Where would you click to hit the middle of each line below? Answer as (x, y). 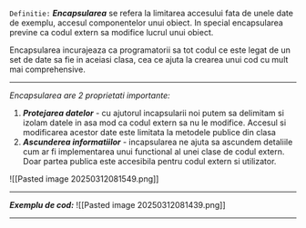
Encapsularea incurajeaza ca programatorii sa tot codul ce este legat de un (150, 50)
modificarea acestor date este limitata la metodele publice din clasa (149, 132)
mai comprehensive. (48, 69)
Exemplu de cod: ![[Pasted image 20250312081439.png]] (117, 205)
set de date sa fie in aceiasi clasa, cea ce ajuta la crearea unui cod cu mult (149, 59)
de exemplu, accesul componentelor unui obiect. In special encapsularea (147, 23)
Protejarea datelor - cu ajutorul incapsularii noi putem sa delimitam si (153, 113)
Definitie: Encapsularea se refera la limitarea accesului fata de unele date (152, 13)
